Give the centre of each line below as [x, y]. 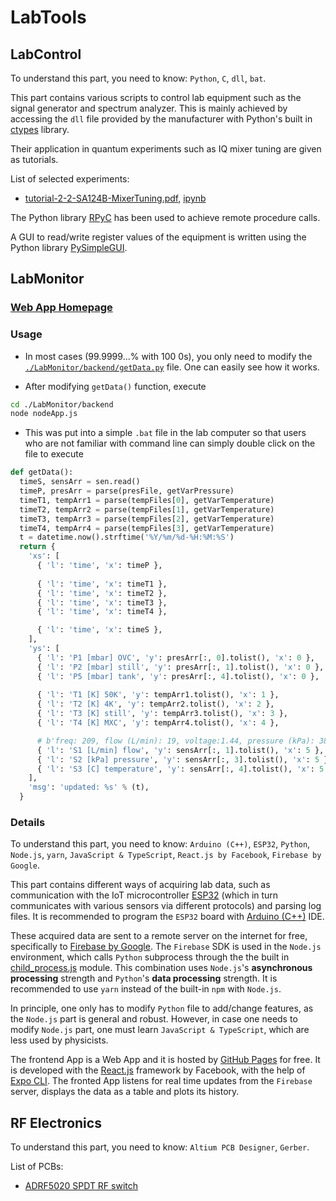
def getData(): [42, 472]
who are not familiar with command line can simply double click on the [170, 443]
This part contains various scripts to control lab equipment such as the [156, 97]
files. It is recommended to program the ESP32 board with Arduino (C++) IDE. [167, 917]
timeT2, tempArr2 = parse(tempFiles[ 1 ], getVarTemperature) [147, 509]
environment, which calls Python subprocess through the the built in [150, 957]
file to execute [54, 454]
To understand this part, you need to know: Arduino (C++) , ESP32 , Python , [160, 844]
